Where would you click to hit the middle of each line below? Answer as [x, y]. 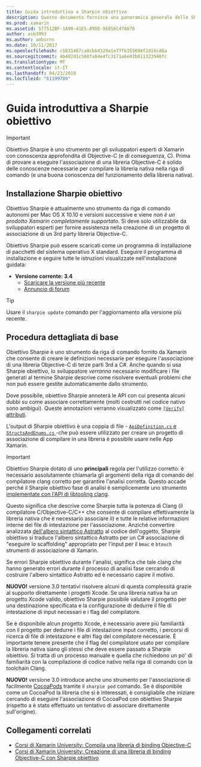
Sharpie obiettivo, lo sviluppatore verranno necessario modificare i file [93, 371]
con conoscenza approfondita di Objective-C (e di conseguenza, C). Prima [98, 156]
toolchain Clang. [26, 668]
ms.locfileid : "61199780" [38, 79]
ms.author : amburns [31, 40]
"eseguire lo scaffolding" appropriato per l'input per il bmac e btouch [89, 544]
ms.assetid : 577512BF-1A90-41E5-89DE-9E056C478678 [71, 29]
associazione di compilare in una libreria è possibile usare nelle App [90, 439]
